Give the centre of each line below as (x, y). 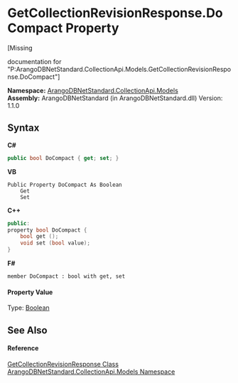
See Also (27, 330)
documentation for (34, 61)
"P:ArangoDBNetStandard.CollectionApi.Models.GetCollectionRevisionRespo (119, 69)
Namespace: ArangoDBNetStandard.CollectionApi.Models (93, 90)
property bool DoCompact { (47, 230)
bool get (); (39, 237)
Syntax (23, 128)
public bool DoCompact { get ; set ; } (63, 158)
